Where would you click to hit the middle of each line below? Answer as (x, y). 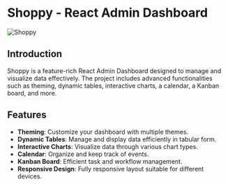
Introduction (35, 54)
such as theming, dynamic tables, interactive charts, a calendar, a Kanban (113, 86)
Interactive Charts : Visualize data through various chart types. (108, 146)
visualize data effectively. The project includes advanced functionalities (110, 78)
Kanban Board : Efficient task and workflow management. (100, 161)
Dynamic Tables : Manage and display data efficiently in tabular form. (117, 139)
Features (27, 115)
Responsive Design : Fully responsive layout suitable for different (111, 169)
